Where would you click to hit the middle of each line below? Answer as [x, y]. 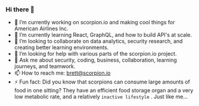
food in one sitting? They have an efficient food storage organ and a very [104, 91]
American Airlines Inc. [41, 28]
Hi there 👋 [20, 9]
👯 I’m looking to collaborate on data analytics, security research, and [98, 41]
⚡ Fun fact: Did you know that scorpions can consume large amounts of [102, 82]
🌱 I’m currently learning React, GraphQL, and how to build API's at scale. [103, 35]
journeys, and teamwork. [45, 66]
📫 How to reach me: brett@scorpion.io [62, 73]
